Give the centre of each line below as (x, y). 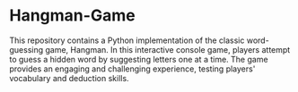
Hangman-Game (73, 16)
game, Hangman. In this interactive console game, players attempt (167, 49)
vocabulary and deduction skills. (69, 78)
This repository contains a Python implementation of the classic (127, 40)
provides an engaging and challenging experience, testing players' (132, 69)
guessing (26, 49)
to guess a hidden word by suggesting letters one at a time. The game (139, 59)
